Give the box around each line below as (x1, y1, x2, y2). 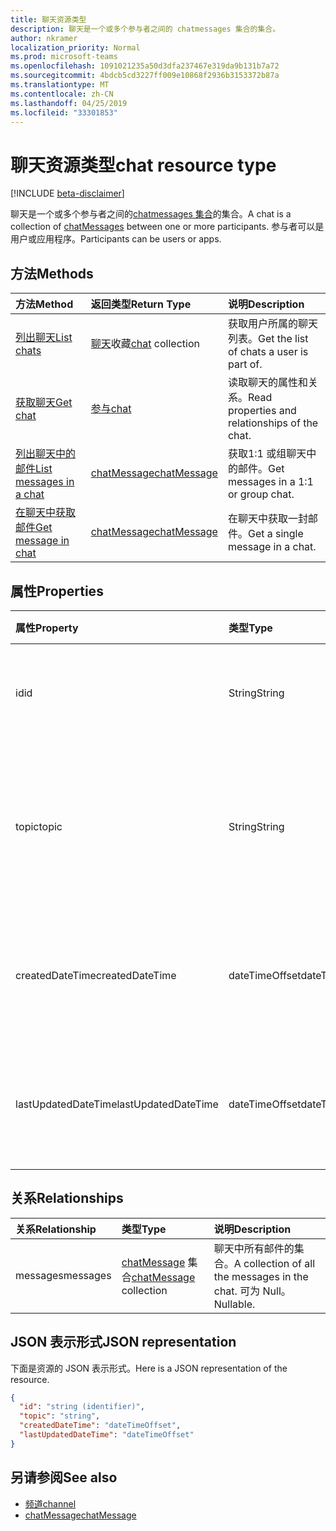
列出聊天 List (15, 331, 73, 345)
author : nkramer (10, 33, 78, 43)
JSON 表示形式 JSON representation (10, 1334, 237, 1351)
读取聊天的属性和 (227, 376, 308, 390)
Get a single (247, 527, 304, 541)
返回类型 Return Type (90, 297, 192, 311)
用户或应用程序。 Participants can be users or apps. (10, 233, 222, 245)
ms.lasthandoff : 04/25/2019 (10, 98, 128, 108)
